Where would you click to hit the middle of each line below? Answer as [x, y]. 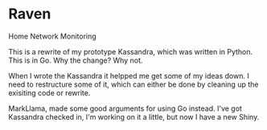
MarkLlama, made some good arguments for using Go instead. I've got [125, 108]
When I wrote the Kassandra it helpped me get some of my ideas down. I [129, 75]
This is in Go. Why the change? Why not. [76, 60]
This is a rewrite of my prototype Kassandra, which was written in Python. [131, 51]
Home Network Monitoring [52, 36]
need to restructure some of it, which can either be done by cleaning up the [133, 84]
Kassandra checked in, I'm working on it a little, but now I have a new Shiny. [134, 116]
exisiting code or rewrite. [49, 92]
